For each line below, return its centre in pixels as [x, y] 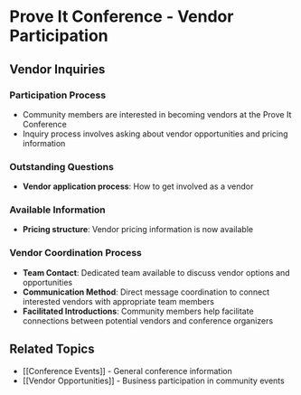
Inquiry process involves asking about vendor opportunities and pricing [155, 134]
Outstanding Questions [62, 166]
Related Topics [52, 349]
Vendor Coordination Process [75, 253]
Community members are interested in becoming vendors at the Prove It [157, 114]
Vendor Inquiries [57, 69]
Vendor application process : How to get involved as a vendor [138, 186]
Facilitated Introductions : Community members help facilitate [138, 311]
